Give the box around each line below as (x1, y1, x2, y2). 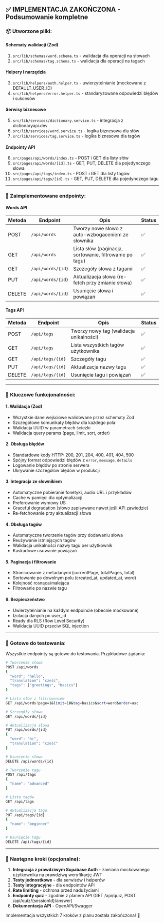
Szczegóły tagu (71, 356, 107, 362)
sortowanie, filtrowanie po (73, 251, 133, 258)
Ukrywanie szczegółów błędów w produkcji (12, 467, 100, 473)
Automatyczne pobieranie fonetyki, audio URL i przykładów (12, 489, 132, 495)
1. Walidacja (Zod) (5, 403, 43, 409)
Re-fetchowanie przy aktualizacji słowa (12, 510, 91, 516)
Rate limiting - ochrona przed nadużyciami (12, 887, 99, 893)
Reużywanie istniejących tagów (12, 538, 76, 543)
